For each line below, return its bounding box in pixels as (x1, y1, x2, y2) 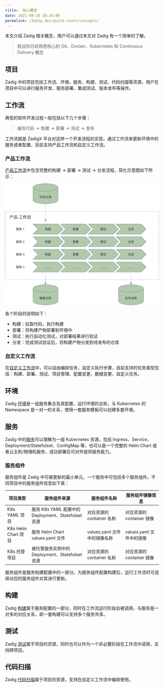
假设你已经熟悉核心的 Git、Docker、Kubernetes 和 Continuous (17, 43, 143, 49)
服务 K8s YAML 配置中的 (31, 506, 81, 512)
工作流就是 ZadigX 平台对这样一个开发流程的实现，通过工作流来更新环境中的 (5, 136, 159, 142)
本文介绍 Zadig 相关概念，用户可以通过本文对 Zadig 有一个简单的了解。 (5, 33, 148, 39)
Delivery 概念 (17, 49, 44, 55)
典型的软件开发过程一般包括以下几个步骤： (5, 115, 91, 121)
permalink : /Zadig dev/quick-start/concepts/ (5, 18, 99, 23)
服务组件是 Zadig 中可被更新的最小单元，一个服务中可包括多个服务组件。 (5, 474, 152, 480)
